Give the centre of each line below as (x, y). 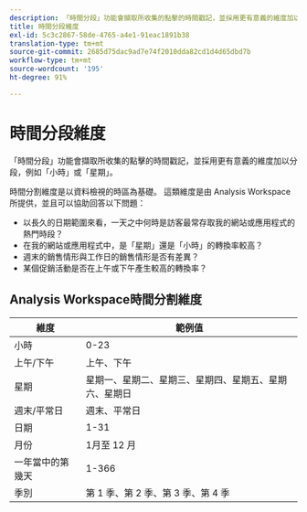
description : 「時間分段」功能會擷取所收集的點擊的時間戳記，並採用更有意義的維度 (148, 18)
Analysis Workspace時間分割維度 (106, 299)
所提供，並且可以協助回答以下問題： (78, 203)
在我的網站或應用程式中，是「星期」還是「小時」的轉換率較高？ (143, 245)
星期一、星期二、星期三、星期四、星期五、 (177, 379)
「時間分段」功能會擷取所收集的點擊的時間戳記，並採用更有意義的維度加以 (149, 160)
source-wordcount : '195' (57, 69)
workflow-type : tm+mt (51, 60)
